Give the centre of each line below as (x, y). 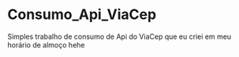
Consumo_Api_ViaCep (82, 15)
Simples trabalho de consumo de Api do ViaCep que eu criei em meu (119, 36)
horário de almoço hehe (46, 44)
